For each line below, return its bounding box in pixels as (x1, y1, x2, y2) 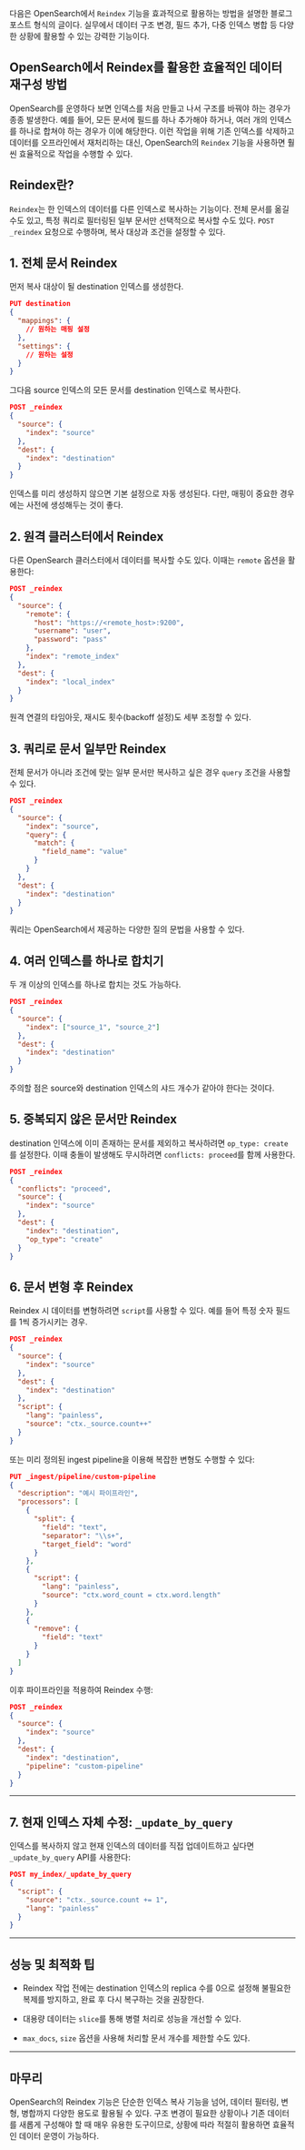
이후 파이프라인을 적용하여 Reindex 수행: (9, 1684, 153, 1695)
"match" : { (33, 838, 75, 848)
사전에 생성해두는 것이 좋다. (25, 500, 124, 511)
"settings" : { (17, 341, 71, 350)
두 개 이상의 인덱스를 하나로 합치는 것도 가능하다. (9, 979, 182, 990)
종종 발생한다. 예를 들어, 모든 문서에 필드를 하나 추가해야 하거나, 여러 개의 (9, 114, 268, 125)
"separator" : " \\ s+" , (42, 1531, 124, 1540)
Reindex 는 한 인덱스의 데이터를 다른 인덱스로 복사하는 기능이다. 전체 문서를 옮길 (9, 203, 290, 214)
